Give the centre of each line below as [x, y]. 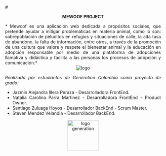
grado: [12, 83]
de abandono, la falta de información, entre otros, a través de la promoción [83, 42]
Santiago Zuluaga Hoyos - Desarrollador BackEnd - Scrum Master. [80, 108]
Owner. [20, 103]
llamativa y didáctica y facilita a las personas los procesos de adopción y [83, 58]
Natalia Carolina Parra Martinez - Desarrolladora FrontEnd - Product [86, 97]
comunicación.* [21, 63]
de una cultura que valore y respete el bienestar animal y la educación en [83, 47]
